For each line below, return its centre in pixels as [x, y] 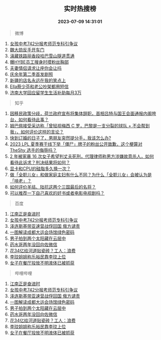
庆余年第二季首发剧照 [31, 74]
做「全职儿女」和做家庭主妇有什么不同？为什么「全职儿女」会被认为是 [81, 174]
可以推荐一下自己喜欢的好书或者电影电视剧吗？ [57, 193]
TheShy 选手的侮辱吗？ [33, 150]
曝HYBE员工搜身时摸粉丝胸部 [39, 62]
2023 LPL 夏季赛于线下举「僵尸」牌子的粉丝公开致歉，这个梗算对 [76, 144]
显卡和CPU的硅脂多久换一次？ [40, 169]
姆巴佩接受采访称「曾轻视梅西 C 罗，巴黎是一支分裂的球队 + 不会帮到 [80, 125]
